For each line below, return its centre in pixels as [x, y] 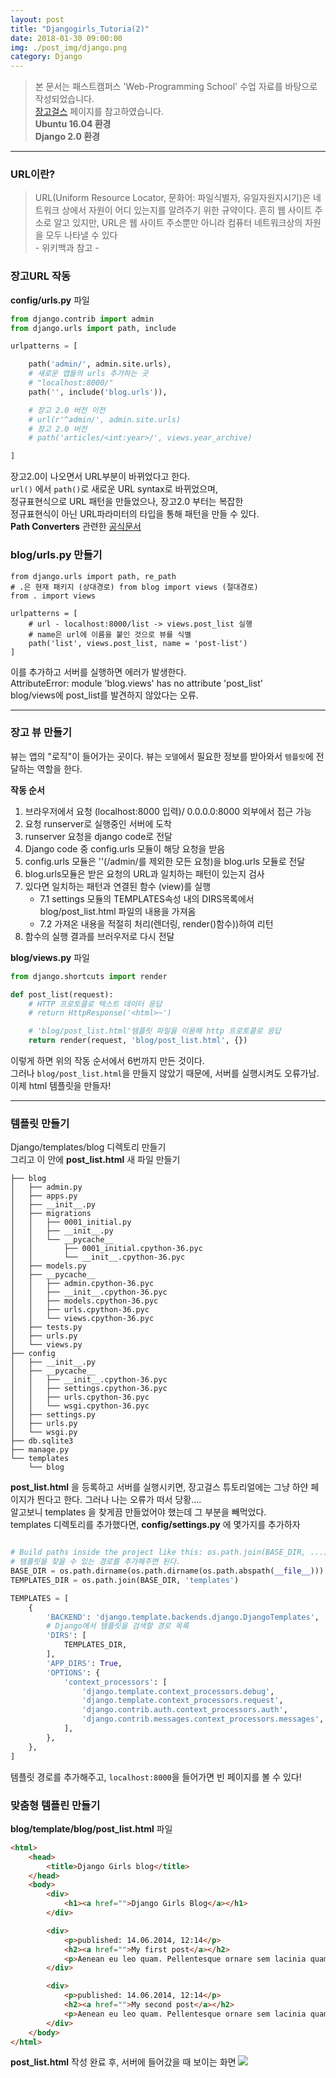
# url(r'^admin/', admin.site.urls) [105, 419]
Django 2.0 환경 [67, 137]
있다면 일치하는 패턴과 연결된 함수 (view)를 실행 [118, 886]
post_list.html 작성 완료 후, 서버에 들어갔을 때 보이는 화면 [123, 2062]
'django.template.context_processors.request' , [182, 1701]
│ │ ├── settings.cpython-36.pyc [89, 1389]
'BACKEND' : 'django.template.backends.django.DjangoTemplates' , [183, 1617]
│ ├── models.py [48, 1266]
